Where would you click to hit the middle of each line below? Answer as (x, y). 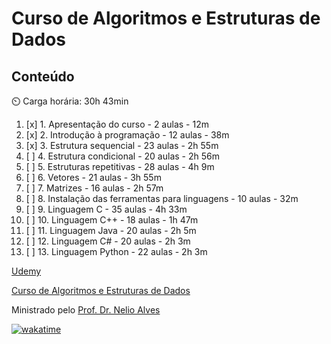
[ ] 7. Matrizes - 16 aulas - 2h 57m (94, 188)
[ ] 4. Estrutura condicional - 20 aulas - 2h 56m (122, 156)
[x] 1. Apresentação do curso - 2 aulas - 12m (117, 124)
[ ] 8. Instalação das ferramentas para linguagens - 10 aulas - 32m (162, 198)
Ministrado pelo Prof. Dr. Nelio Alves (86, 310)
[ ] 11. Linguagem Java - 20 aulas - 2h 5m (111, 230)
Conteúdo (43, 76)
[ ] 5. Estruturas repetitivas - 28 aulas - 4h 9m (120, 166)
